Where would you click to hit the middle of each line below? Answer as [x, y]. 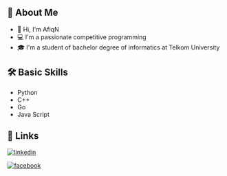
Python [27, 92]
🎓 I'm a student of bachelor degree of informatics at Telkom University [118, 47]
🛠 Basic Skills [38, 73]
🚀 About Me [33, 13]
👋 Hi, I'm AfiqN [38, 29]
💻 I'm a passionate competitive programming [82, 37]
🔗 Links [23, 136]
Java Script [33, 114]
